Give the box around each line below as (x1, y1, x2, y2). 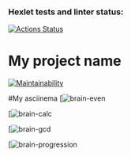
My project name (8, 52, 122, 70)
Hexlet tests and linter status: (8, 6, 124, 17)
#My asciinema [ (8, 94, 63, 103)
